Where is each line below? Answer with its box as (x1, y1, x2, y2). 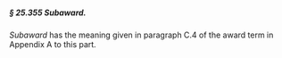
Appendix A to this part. (9, 38, 96, 49)
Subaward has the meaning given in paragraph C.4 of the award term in (9, 29, 274, 40)
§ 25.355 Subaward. (9, 7, 87, 18)
